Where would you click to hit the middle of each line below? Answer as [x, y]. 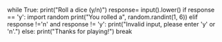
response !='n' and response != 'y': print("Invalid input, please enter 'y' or [111, 24]
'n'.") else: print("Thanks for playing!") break [70, 31]
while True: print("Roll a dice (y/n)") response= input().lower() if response [111, 10]
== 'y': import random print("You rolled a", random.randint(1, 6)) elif [102, 17]
